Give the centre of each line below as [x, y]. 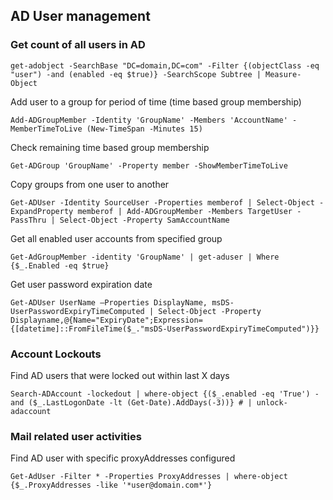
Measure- [283, 74]
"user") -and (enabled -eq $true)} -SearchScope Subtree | [136, 74]
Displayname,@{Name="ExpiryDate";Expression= [106, 320]
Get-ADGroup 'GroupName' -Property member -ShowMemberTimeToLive [149, 165]
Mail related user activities [76, 436]
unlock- [272, 402]
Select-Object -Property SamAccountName [144, 220]
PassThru [28, 220]
